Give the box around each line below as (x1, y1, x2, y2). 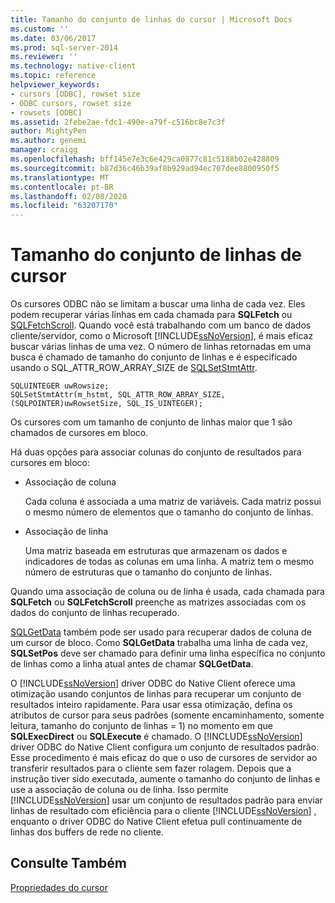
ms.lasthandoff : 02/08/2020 (10, 191, 128, 201)
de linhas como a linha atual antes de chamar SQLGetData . (10, 658, 254, 670)
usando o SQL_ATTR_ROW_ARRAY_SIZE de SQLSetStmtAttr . (10, 362, 258, 374)
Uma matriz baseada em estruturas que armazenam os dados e (24, 545, 288, 557)
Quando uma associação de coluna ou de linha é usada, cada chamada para (10, 586, 325, 598)
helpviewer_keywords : (10, 80, 101, 90)
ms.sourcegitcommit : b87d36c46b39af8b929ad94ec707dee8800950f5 (10, 163, 280, 173)
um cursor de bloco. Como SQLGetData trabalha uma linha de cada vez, (10, 637, 309, 649)
